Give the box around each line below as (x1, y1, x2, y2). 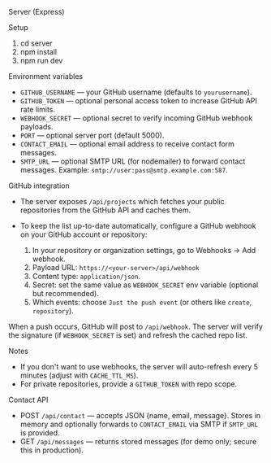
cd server (19, 38, 53, 48)
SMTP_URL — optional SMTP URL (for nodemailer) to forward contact (19, 156, 246, 166)
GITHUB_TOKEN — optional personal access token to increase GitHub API (19, 96, 258, 105)
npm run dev (19, 56, 63, 65)
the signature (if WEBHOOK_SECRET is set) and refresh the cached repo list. (8, 330, 247, 340)
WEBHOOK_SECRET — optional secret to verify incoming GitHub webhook (19, 113, 253, 123)
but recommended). (32, 289, 99, 298)
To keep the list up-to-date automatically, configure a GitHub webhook (19, 221, 256, 230)
